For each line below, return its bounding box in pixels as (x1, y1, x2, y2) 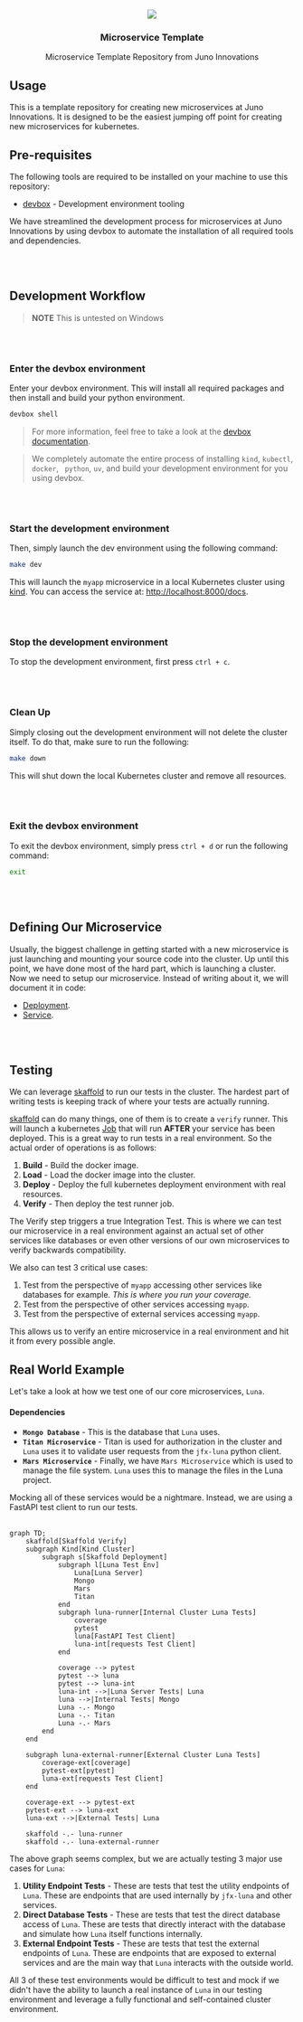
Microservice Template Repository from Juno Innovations (44, 52, 260, 62)
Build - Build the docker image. (22, 1160, 139, 1171)
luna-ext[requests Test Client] (42, 1774, 165, 1783)
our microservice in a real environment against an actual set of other (9, 1225, 264, 1236)
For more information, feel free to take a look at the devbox (31, 426, 251, 437)
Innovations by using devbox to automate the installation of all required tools (9, 225, 294, 236)
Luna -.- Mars (57, 1719, 111, 1728)
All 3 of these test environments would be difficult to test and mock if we (9, 1975, 280, 1986)
